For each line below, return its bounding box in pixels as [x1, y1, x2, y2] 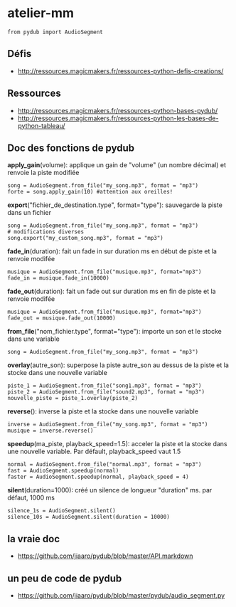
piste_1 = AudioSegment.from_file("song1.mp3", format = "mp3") [7, 382, 202, 389]
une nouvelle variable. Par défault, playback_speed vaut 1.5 [7, 447, 181, 456]
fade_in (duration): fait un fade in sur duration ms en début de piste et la [7, 247, 217, 255]
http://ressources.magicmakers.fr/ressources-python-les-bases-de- [17, 114, 219, 122]
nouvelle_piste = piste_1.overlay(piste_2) [7, 395, 139, 402]
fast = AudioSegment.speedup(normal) [7, 468, 119, 475]
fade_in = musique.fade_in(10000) [7, 275, 110, 282]
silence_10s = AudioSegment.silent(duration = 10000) [7, 514, 171, 521]
